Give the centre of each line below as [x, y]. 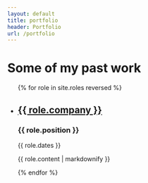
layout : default [31, 14]
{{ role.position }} [48, 130]
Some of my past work [74, 68]
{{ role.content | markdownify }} [64, 158]
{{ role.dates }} [39, 145]
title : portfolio [33, 20]
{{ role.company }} [60, 110]
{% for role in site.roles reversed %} [69, 88]
